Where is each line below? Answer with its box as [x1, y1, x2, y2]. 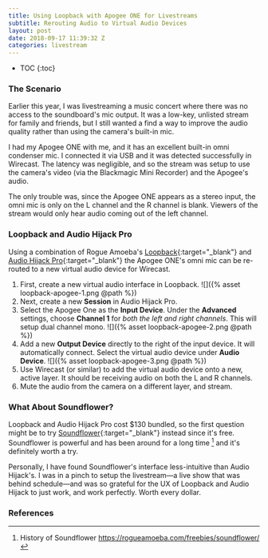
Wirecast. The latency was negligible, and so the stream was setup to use [8, 159, 250, 169]
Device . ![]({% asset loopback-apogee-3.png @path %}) [19, 356, 207, 365]
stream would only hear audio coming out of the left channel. [8, 209, 209, 218]
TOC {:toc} [19, 63, 56, 73]
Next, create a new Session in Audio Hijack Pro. [19, 297, 178, 306]
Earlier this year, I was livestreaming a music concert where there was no [8, 102, 249, 111]
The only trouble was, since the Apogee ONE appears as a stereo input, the [8, 192, 256, 201]
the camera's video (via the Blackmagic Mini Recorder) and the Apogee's [8, 168, 249, 177]
